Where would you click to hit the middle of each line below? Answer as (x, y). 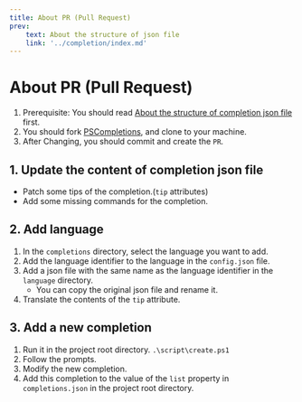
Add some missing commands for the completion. (115, 201)
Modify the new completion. (75, 369)
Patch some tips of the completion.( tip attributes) (115, 192)
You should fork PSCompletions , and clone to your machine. (134, 132)
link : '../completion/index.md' (86, 43)
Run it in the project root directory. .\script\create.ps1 (126, 350)
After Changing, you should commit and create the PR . (123, 142)
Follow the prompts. (59, 359)
